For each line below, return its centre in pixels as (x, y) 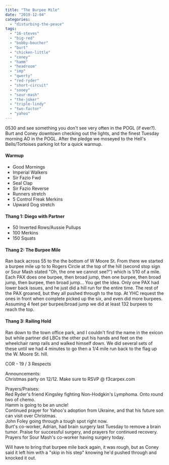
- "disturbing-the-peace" (37, 24)
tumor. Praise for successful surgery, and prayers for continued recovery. (81, 432)
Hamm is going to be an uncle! (37, 405)
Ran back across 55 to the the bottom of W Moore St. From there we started (84, 261)
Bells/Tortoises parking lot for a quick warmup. (54, 144)
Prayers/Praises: (22, 389)
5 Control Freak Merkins (38, 199)
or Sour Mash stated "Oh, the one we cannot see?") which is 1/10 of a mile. (83, 272)
